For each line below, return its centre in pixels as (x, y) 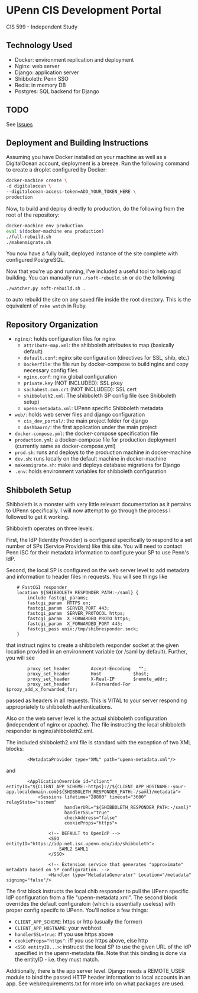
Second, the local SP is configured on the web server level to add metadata (98, 570)
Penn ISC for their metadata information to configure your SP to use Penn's (98, 552)
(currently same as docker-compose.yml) (65, 446)
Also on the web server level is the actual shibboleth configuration (87, 718)
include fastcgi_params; (58, 598)
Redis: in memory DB (40, 85)
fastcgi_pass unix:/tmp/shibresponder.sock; (83, 629)
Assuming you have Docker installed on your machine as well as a (86, 157)
